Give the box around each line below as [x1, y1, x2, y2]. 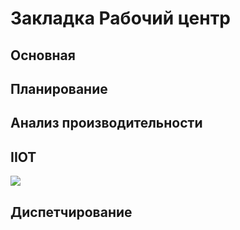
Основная [10, 47, 76, 64]
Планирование [10, 80, 108, 97]
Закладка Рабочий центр [10, 7, 231, 30]
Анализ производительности [10, 115, 203, 132]
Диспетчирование [10, 203, 133, 221]
